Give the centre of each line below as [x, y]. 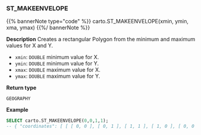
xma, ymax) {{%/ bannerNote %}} [48, 27]
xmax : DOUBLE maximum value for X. [58, 70]
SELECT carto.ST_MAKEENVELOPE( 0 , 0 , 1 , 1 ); [58, 121]
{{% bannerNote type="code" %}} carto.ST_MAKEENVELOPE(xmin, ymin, [97, 22]
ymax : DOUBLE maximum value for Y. [58, 76]
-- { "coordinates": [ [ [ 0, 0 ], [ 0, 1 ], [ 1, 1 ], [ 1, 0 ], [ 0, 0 [100, 127]
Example [17, 110]
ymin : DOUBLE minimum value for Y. [57, 63]
